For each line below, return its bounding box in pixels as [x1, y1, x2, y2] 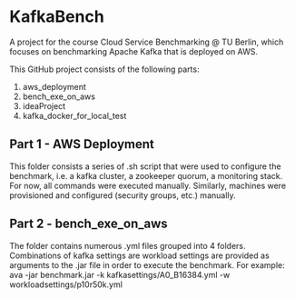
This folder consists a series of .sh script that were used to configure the [9, 161, 281, 172]
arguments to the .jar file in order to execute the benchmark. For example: [9, 259, 286, 270]
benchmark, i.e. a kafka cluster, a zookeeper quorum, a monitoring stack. [9, 170, 283, 181]
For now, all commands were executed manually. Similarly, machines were [9, 180, 287, 191]
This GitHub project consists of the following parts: [9, 64, 200, 75]
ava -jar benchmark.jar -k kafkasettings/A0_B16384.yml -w [9, 269, 231, 280]
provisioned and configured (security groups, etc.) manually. [9, 189, 236, 201]
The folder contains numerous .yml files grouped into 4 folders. [9, 240, 246, 251]
